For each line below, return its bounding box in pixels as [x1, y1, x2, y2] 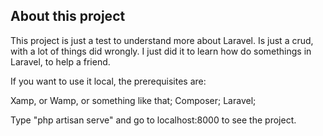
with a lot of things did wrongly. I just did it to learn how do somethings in [10, 45, 312, 57]
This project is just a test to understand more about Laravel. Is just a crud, [10, 34, 314, 46]
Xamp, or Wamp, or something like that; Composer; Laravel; [10, 94, 257, 106]
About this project [10, 8, 126, 25]
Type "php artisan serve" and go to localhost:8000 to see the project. [10, 114, 297, 126]
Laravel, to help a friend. [10, 55, 111, 68]
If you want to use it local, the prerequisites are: [10, 75, 207, 87]
